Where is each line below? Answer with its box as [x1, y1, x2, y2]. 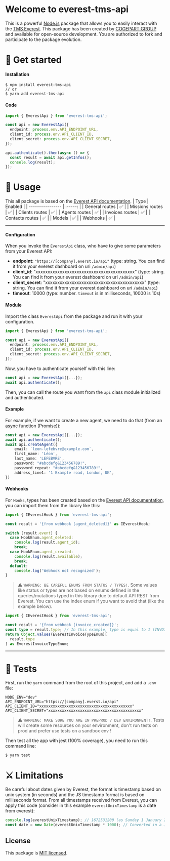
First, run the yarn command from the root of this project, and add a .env [5, 680, 157, 686]
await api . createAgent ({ [5, 442, 58, 447]
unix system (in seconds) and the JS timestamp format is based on [5, 792, 145, 798]
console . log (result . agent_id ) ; [14, 540, 80, 545]
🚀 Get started [5, 54, 62, 66]
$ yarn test [5, 753, 30, 758]
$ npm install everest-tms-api [5, 83, 71, 88]
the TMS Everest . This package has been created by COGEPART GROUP [5, 25, 157, 31]
